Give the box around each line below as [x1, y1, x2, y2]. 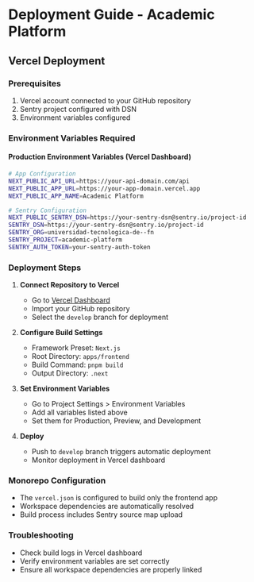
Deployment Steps [8, 262, 82, 273]
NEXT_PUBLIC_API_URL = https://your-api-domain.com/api [8, 177, 190, 185]
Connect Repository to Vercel [19, 280, 120, 290]
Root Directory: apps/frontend [31, 352, 129, 361]
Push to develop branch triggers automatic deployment [31, 447, 211, 457]
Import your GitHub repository [31, 304, 130, 314]
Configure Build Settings [19, 328, 103, 337]
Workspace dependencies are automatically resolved [19, 502, 194, 511]
